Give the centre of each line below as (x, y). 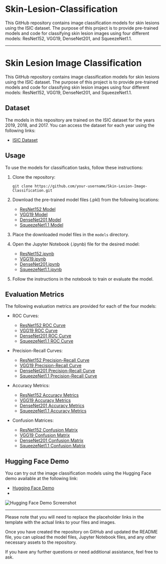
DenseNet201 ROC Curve (45, 336)
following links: (20, 130)
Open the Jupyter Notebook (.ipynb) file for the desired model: (76, 244)
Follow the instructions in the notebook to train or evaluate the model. (83, 279)
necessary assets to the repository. (41, 542)
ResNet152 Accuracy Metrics (49, 395)
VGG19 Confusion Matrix (45, 435)
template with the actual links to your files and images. (61, 523)
